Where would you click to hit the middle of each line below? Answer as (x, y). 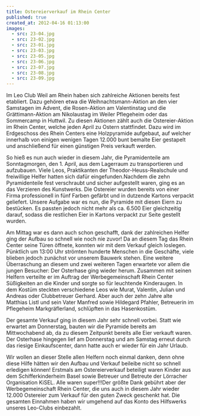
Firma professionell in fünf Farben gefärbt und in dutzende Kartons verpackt (100, 196)
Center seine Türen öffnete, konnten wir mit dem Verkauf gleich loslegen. (96, 245)
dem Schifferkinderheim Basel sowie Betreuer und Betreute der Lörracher (97, 376)
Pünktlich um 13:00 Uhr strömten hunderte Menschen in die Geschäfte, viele (100, 252)
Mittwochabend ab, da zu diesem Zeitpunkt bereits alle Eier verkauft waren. (99, 333)
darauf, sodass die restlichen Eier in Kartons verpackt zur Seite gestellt (93, 215)
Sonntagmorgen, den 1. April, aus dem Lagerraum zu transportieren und (95, 164)
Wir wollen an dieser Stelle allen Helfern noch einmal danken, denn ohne (96, 357)
